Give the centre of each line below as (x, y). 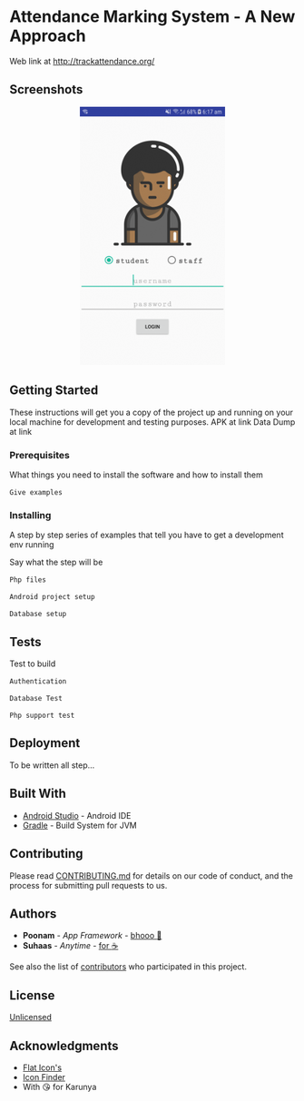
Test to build (33, 664)
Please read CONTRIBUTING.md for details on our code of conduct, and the (151, 875)
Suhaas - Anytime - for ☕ (70, 946)
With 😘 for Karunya (59, 1086)
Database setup (38, 614)
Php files (28, 580)
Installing (30, 515)
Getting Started (54, 391)
